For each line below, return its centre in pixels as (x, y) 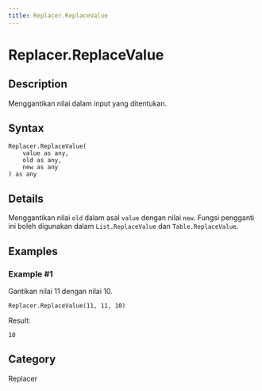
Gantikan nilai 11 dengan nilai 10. (60, 291)
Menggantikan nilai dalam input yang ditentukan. (88, 103)
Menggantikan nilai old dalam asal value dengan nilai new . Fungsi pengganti (131, 218)
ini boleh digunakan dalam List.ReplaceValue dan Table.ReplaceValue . (123, 226)
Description (38, 84)
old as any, (42, 161)
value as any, (46, 153)
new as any (40, 168)
